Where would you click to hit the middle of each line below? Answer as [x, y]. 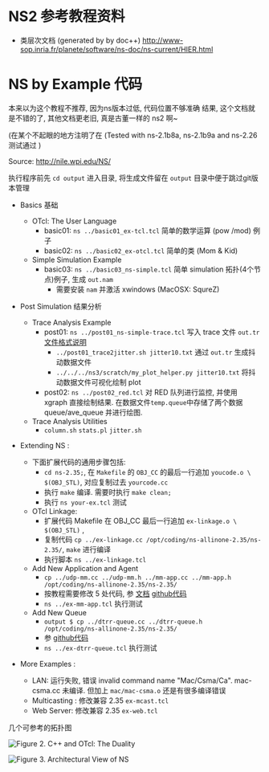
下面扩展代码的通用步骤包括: [79, 462]
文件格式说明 [65, 341]
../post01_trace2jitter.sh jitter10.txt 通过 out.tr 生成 [152, 352]
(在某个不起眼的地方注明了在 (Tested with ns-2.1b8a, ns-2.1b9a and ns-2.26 [133, 135]
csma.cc [46, 690]
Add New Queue [59, 612]
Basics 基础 [39, 205]
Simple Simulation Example [77, 259]
